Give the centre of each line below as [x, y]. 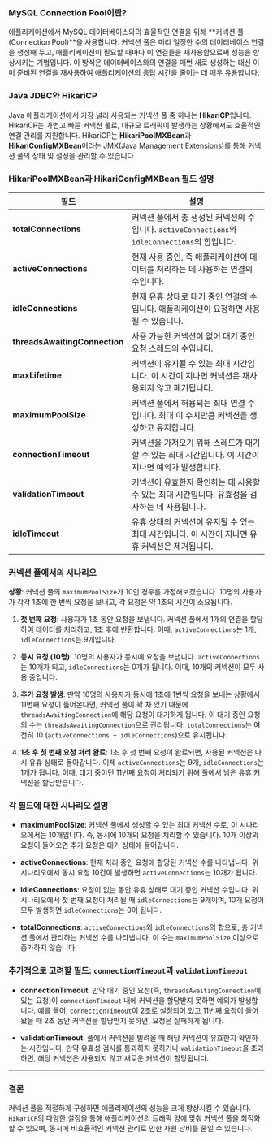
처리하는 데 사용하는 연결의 [205, 269]
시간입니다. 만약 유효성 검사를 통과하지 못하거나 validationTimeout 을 [139, 1048]
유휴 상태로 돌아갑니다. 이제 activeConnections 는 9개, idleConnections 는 [147, 763]
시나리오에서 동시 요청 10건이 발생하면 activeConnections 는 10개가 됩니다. [139, 873]
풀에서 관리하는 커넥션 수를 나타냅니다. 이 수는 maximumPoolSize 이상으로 [144, 938]
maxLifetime [37, 375]
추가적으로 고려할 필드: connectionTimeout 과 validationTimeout [128, 970]
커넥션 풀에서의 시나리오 [53, 573]
